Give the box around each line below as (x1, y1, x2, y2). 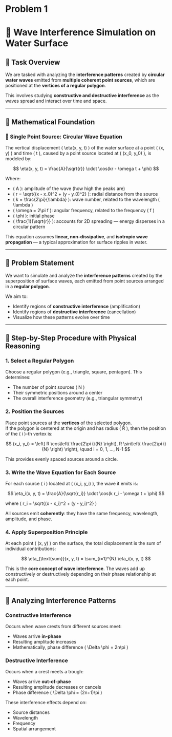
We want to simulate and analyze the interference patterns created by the (5, 272, 163, 278)
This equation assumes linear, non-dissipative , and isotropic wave (5, 233, 148, 239)
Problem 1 (5, 3, 48, 15)
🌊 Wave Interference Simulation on (5, 27, 156, 39)
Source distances (12, 709, 50, 715)
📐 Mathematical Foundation (5, 118, 95, 126)
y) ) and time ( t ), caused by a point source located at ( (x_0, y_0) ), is (5, 150, 152, 156)
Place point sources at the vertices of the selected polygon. (5, 420, 132, 426)
